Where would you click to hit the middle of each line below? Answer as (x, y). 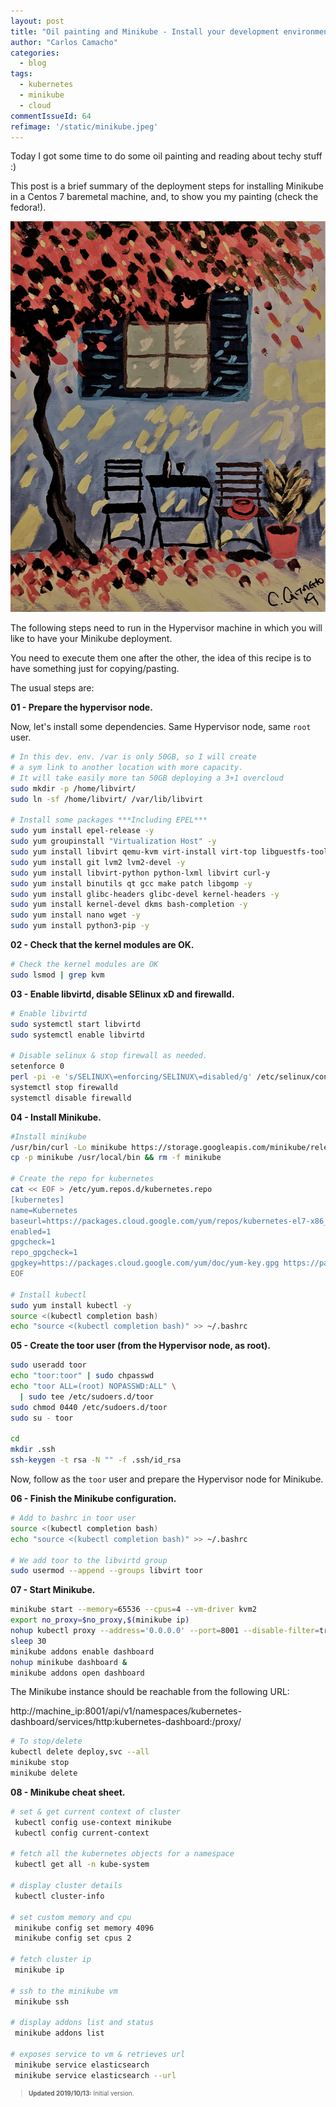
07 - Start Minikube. (53, 1590)
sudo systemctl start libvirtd (75, 1024)
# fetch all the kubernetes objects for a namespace (122, 1854)
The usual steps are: (52, 688)
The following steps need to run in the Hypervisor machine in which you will (166, 628)
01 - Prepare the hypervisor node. (81, 707)
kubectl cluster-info (59, 1896)
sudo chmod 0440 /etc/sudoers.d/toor (89, 1407)
